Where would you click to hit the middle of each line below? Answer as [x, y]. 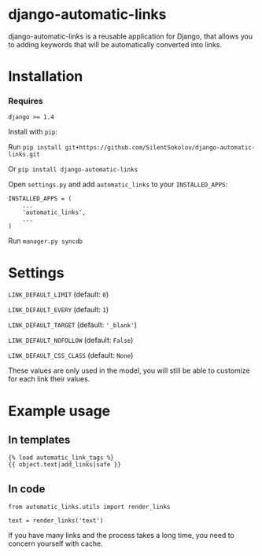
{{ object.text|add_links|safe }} [65, 465]
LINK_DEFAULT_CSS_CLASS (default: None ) [71, 355]
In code [27, 489]
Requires [26, 101]
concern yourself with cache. [56, 543]
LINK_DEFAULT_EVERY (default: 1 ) [59, 310]
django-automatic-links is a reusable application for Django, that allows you [131, 36]
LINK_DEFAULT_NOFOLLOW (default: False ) [71, 341]
